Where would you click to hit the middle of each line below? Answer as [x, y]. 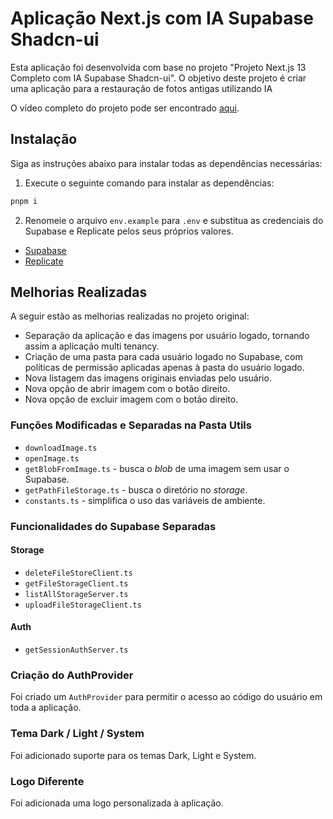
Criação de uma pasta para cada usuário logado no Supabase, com [163, 357]
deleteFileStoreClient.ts [78, 573]
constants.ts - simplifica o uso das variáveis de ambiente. [145, 500]
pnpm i [24, 201]
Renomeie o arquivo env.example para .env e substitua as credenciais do [174, 220]
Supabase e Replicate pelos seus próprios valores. [129, 231]
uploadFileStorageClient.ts [83, 605]
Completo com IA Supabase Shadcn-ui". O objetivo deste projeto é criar [158, 78]
